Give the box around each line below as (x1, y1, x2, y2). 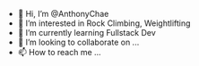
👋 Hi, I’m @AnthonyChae (17, 9, 109, 19)
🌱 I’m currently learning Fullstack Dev (17, 28, 157, 37)
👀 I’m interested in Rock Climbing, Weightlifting (17, 18, 191, 29)
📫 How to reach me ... (17, 47, 101, 57)
